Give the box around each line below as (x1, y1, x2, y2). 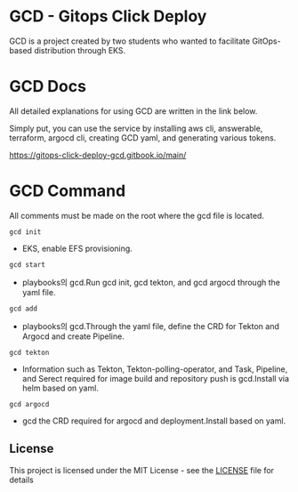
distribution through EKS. (34, 44, 126, 55)
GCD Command (9, 181, 126, 201)
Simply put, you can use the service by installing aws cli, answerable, (9, 123, 263, 133)
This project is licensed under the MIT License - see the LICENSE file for (9, 464, 274, 475)
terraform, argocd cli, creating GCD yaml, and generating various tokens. (9, 132, 277, 143)
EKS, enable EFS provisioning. (21, 243, 133, 254)
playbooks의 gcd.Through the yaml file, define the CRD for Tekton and (21, 320, 280, 331)
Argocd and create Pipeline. (21, 331, 125, 342)
